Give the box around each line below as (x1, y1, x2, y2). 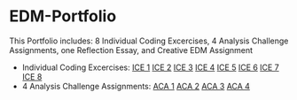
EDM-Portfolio (9, 6, 117, 27)
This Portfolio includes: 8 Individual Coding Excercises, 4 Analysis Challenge (9, 35, 289, 46)
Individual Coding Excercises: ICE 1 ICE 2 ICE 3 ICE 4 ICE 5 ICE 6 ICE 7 (21, 62, 279, 73)
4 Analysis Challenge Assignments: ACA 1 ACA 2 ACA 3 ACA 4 (21, 81, 251, 91)
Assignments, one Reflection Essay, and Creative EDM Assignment (9, 44, 254, 55)
